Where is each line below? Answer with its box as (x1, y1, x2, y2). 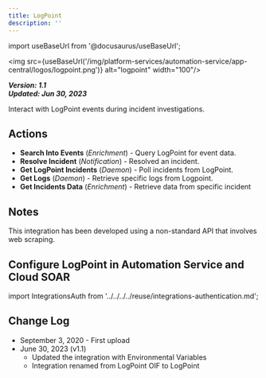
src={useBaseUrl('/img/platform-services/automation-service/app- (26, 57, 248, 66)
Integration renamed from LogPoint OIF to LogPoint (31, 360, 200, 370)
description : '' (8, 19, 62, 27)
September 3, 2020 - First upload (19, 335, 130, 345)
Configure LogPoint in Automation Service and (8, 258, 244, 271)
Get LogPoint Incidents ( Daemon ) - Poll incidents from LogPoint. (19, 165, 233, 175)
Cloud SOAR (8, 270, 70, 283)
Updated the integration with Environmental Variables (31, 352, 207, 362)
